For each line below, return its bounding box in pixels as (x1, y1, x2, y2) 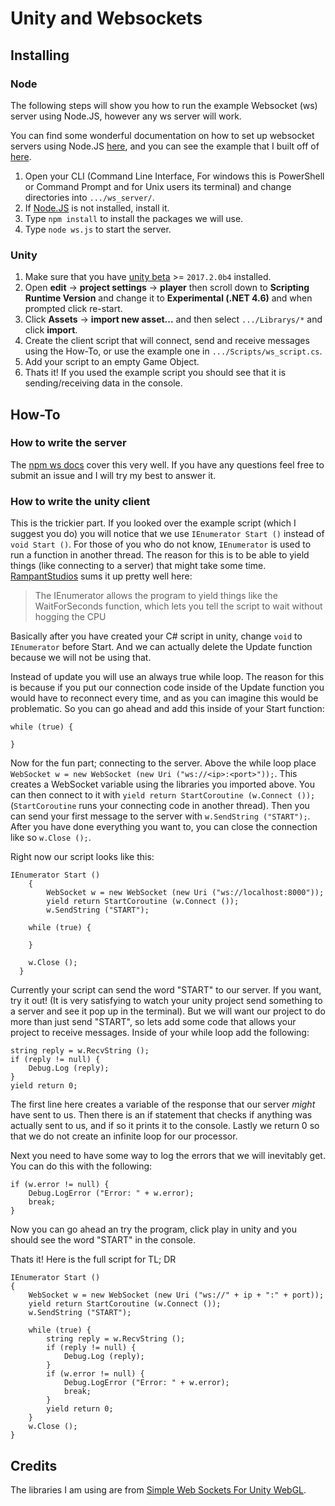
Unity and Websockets (10, 7, 203, 30)
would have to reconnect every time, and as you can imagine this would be (10, 692, 319, 704)
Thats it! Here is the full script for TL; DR (10, 1253, 177, 1266)
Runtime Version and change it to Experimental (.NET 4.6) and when (24, 292, 313, 304)
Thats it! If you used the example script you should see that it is (24, 367, 287, 379)
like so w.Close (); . (10, 832, 92, 844)
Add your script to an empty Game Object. (24, 356, 200, 368)
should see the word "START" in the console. (10, 1234, 197, 1246)
